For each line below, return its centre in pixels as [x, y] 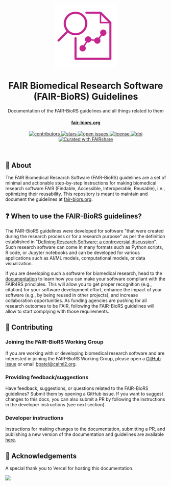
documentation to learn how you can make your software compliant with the [86, 279]
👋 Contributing [29, 327]
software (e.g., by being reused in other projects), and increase [72, 295]
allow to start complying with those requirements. [57, 311]
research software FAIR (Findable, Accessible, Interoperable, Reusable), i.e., [85, 189]
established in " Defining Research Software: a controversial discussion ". [81, 242]
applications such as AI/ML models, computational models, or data [75, 258]
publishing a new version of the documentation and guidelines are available [85, 434]
